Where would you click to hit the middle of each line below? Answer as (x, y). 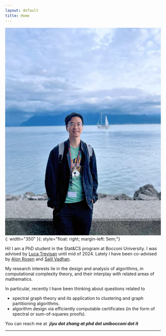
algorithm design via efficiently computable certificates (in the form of (83, 308)
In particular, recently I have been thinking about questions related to (75, 289)
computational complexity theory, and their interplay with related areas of (80, 274)
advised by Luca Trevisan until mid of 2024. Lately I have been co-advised (81, 253)
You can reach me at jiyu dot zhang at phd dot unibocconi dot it (72, 323)
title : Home (17, 16)
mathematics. (19, 279)
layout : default (22, 10)
